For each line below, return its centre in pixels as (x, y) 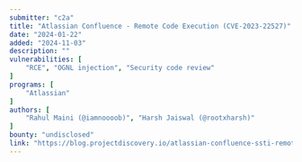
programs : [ (31, 85)
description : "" (40, 51)
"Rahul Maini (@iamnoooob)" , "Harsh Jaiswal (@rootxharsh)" (140, 118)
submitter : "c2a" (42, 18)
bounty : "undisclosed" (52, 135)
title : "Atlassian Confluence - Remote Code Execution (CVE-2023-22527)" (151, 26)
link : (19, 143)
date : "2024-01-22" (46, 34)
